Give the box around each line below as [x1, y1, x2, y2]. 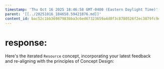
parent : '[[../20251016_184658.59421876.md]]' [5, 12, 102, 17]
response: [5, 37, 47, 48]
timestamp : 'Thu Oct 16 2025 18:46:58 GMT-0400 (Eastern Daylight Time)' [5, 7, 159, 12]
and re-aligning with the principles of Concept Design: [5, 58, 114, 64]
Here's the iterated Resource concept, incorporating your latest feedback [5, 53, 151, 59]
